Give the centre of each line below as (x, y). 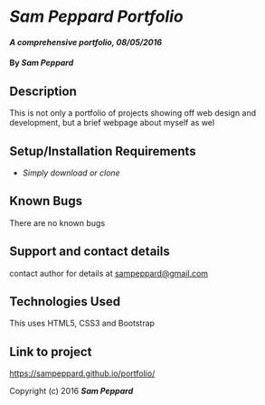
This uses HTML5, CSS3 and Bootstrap (82, 324)
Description (43, 91)
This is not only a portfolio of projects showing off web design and (132, 113)
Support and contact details (90, 252)
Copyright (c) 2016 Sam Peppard (71, 391)
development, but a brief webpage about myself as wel (112, 123)
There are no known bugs (57, 222)
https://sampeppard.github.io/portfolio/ (82, 373)
